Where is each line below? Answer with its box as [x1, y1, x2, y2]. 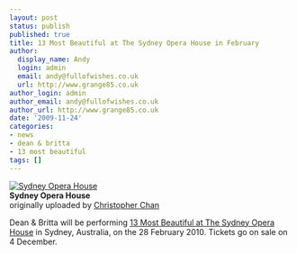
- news [9, 131, 34, 140]
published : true [9, 30, 70, 39]
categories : [9, 122, 54, 132]
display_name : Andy [17, 55, 91, 64]
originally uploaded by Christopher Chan [9, 199, 160, 210]
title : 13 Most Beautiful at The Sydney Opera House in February [9, 38, 259, 48]
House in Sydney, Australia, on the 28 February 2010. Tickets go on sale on [9, 226, 288, 237]
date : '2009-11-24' [9, 113, 83, 122]
